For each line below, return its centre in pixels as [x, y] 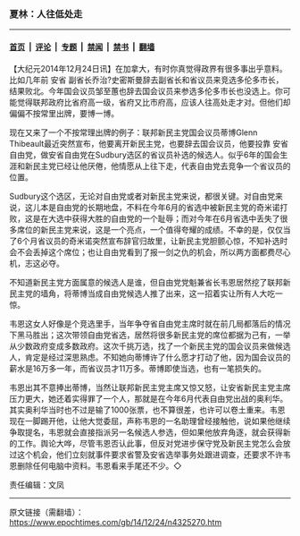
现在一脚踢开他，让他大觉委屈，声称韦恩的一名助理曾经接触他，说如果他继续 [150, 421]
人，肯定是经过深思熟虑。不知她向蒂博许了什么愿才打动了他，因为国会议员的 [150, 357]
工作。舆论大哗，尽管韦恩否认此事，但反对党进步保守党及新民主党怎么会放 [154, 443]
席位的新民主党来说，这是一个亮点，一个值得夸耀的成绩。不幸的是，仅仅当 [154, 229]
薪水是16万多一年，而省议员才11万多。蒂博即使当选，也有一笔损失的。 [137, 368]
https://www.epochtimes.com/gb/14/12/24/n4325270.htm [116, 522]
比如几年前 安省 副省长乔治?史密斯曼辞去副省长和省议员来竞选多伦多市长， [146, 80]
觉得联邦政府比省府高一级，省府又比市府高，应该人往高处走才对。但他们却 [154, 102]
